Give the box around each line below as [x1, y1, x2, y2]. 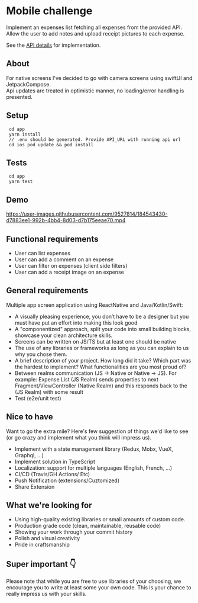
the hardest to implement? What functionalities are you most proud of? [14, 363, 187, 370]
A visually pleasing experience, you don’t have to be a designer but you [14, 313, 189, 320]
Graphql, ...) [14, 451, 44, 458]
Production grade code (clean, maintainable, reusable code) [14, 522, 161, 530]
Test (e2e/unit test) [14, 394, 61, 402]
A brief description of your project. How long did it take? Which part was [14, 357, 191, 364]
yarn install [8, 131, 41, 137]
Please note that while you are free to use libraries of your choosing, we [6, 578, 181, 585]
